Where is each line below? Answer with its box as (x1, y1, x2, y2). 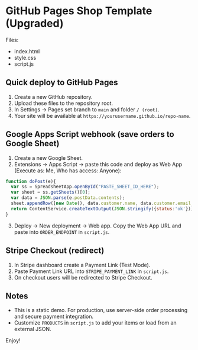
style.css (14, 54, 37, 61)
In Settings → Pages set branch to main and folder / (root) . (14, 105, 160, 113)
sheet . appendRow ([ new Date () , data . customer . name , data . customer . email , (11, 200, 194, 207)
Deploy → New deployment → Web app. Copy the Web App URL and (14, 222, 181, 229)
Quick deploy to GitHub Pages (5, 78, 118, 88)
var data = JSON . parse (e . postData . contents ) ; (11, 195, 125, 201)
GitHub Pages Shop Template (5, 4, 152, 18)
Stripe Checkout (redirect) (5, 246, 105, 256)
